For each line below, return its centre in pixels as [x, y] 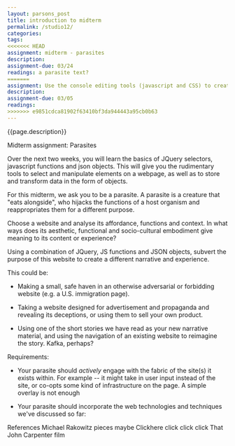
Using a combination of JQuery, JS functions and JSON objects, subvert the [117, 251]
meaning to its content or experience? [62, 238]
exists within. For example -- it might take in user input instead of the [116, 378]
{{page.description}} [37, 131]
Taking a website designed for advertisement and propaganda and [113, 307]
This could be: [28, 272]
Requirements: [28, 357]
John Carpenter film [36, 435]
